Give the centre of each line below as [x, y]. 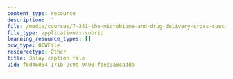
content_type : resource [42, 13]
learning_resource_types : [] [49, 39]
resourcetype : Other [37, 52]
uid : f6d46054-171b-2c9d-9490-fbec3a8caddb [71, 65]
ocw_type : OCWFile [34, 45]
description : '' [31, 20]
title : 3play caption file [46, 58]
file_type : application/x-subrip [55, 33]
